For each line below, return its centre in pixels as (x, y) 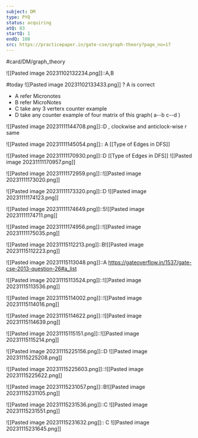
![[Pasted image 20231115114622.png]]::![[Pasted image (74, 315)
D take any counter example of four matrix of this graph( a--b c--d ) (98, 115)
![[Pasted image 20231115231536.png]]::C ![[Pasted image (77, 404)
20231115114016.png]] (33, 304)
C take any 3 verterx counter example (61, 108)
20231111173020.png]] (33, 180)
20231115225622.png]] (34, 375)
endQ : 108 (18, 39)
